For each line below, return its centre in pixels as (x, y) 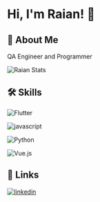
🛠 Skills (25, 93)
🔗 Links (23, 175)
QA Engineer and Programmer (50, 56)
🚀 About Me (33, 40)
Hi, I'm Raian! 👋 (51, 14)
